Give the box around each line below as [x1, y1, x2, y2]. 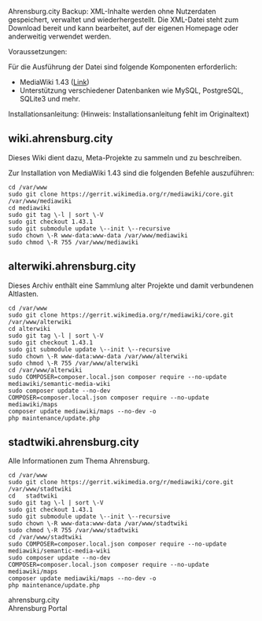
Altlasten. [8, 288, 39, 298]
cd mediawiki [8, 204, 51, 211]
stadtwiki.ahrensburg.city [8, 435, 139, 449]
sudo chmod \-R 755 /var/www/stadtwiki [8, 527, 139, 535]
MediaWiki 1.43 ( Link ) [19, 78, 90, 86]
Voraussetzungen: [8, 47, 68, 56]
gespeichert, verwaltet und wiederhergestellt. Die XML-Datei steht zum [8, 15, 238, 24]
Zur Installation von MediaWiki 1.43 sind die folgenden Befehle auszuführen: [8, 168, 255, 178]
